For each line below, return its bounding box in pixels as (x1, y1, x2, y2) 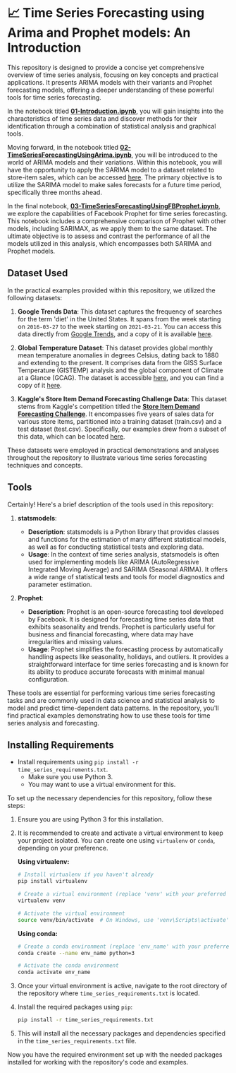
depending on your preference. (17, 844, 108, 853)
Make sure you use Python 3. (27, 773, 113, 781)
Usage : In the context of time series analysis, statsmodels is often (27, 550, 220, 558)
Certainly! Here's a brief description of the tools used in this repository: (7, 500, 214, 509)
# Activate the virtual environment (17, 910, 125, 917)
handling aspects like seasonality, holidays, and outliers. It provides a (27, 652, 229, 660)
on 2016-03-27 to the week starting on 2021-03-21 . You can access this (17, 322, 222, 331)
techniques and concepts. (7, 461, 83, 469)
